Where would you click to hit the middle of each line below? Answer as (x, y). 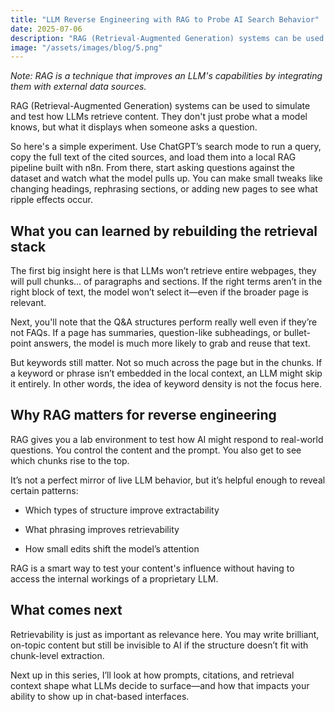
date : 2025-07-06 (46, 29)
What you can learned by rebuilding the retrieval (164, 231)
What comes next (66, 610)
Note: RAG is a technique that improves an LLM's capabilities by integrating (166, 76)
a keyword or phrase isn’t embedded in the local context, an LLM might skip (166, 373)
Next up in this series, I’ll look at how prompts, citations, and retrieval (152, 675)
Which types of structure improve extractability (122, 510)
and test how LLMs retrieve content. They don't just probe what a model (159, 117)
